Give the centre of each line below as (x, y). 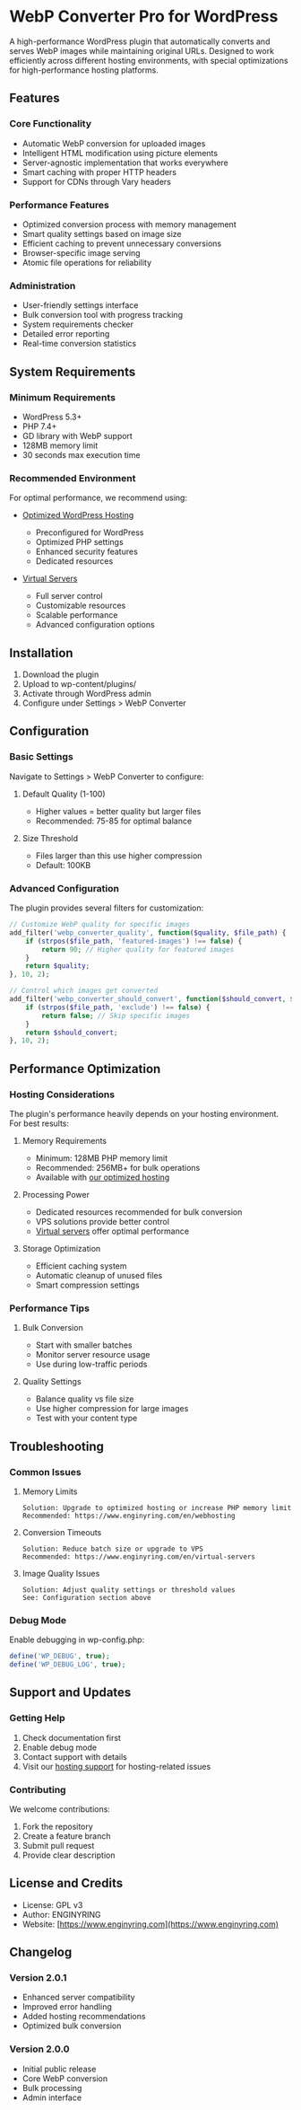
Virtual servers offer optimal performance (112, 1231)
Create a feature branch (66, 1836)
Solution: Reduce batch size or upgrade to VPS (112, 1549)
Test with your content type (86, 1418)
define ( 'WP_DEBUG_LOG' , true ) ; (68, 1665)
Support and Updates (70, 1693)
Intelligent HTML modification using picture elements (120, 153)
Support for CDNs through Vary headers (97, 181)
